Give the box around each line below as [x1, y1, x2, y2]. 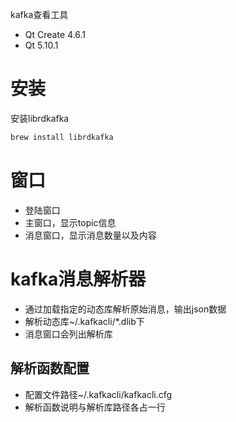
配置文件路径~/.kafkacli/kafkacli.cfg [24, 388, 173, 400]
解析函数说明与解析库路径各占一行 [24, 401, 166, 413]
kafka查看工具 [10, 9, 69, 20]
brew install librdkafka [10, 132, 114, 142]
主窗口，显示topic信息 [24, 216, 117, 228]
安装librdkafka [10, 112, 70, 124]
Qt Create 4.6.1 [24, 29, 86, 40]
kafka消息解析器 [10, 268, 147, 290]
